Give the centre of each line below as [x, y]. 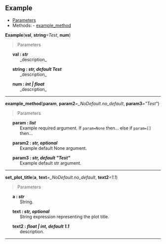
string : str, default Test [37, 69]
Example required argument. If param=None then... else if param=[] [85, 128]
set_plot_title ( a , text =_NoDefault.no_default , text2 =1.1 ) [62, 177]
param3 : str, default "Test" [41, 158]
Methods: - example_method [42, 25]
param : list [24, 122]
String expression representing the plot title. [64, 216]
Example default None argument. [53, 148]
